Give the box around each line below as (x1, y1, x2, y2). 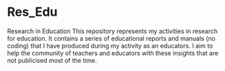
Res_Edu (7, 4, 58, 20)
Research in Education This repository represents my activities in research (7, 27, 218, 35)
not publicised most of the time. (7, 56, 98, 64)
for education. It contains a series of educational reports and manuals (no (7, 34, 215, 42)
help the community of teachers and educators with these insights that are (7, 49, 219, 57)
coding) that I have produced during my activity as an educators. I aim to (7, 41, 213, 50)
